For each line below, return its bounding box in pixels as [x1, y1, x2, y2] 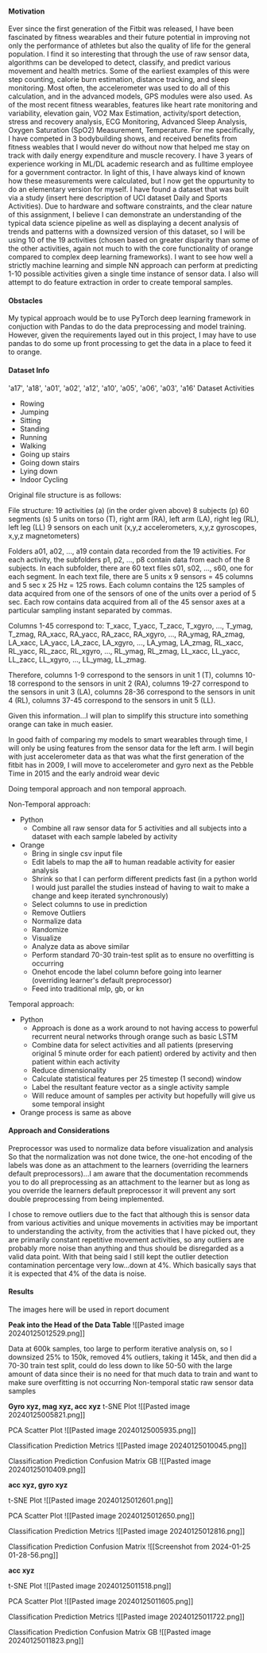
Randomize [31, 924, 69, 934]
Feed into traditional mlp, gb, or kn [31, 983, 145, 994]
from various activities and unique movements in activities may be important [8, 1218, 258, 1227]
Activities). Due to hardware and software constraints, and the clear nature [8, 201, 253, 211]
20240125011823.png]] [8, 1635, 84, 1646]
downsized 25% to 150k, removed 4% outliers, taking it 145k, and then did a [8, 1352, 257, 1362]
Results [8, 1287, 34, 1297]
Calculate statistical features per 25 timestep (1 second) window [31, 1074, 242, 1083]
